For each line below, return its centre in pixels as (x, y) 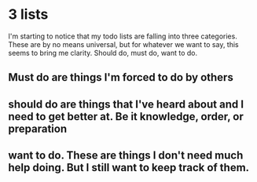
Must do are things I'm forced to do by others (121, 77)
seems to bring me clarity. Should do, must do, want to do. (103, 53)
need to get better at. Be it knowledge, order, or (126, 116)
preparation (38, 128)
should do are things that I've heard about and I (126, 104)
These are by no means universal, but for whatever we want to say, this (124, 44)
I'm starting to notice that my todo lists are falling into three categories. (123, 36)
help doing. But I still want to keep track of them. (129, 167)
